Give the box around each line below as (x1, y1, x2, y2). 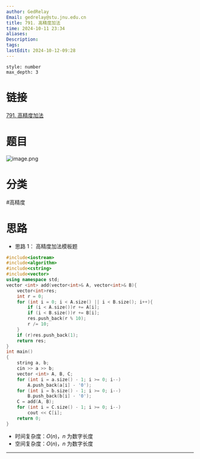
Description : (6, 36, 39, 42)
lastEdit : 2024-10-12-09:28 (6, 48, 76, 54)
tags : (6, 42, 20, 48)
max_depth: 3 (6, 69, 39, 75)
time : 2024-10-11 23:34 (6, 25, 65, 32)
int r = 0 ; (17, 293, 44, 299)
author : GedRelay (6, 8, 49, 15)
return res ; (17, 338, 46, 344)
